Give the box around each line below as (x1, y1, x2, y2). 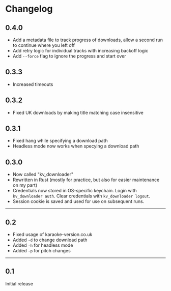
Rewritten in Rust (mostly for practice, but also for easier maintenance (12, 177, 160, 183)
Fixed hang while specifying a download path (12, 138, 108, 144)
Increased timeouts (12, 81, 53, 87)
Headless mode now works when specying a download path (12, 143, 139, 149)
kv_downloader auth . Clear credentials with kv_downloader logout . (12, 193, 151, 199)
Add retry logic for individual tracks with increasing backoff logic (12, 48, 149, 53)
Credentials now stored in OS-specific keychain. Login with (12, 188, 137, 194)
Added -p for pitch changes (12, 248, 71, 254)
